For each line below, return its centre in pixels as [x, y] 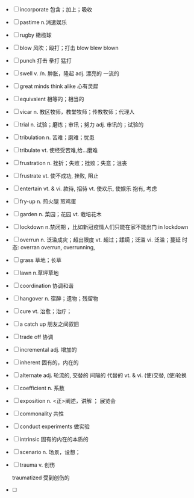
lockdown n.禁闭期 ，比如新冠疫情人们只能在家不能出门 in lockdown [104, 227]
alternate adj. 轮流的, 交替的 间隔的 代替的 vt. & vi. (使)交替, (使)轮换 [103, 375]
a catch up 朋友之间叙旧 [49, 324]
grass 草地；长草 [41, 260]
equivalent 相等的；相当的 [52, 99]
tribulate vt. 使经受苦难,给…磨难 [59, 150]
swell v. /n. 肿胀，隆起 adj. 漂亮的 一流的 [69, 73]
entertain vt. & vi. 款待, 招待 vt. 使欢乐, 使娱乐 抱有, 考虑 [88, 188]
